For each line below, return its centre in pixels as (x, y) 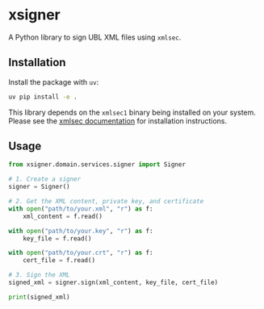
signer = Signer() (39, 187)
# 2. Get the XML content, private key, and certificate (106, 202)
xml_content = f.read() (63, 216)
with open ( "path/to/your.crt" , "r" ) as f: (81, 253)
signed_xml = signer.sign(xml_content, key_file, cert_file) (113, 283)
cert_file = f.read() (59, 261)
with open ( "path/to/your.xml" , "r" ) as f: (81, 209)
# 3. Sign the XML (39, 275)
